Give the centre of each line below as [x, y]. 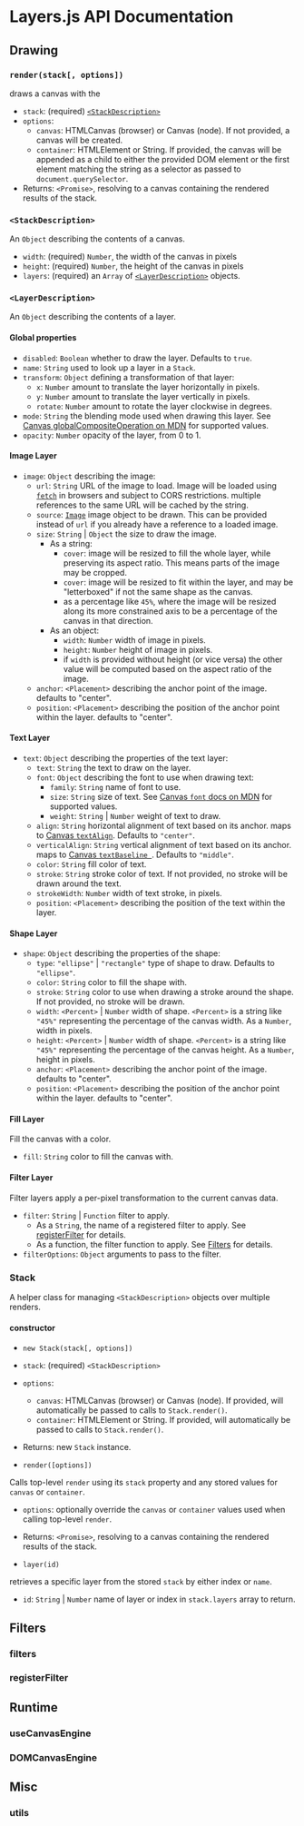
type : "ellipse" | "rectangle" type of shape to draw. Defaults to [155, 963]
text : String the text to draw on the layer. [113, 768]
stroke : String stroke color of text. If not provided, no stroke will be [162, 874]
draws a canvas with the [55, 94]
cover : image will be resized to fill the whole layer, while [167, 553]
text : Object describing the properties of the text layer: [125, 758]
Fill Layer [27, 1119]
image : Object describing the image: [89, 476]
